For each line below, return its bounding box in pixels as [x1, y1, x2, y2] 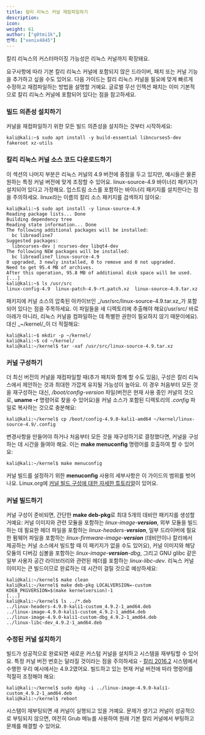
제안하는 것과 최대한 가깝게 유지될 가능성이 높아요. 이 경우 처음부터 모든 [22, 381, 192, 388]
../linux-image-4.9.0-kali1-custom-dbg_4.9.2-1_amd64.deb [6, 615, 157, 621]
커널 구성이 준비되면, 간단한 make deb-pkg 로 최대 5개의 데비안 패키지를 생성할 [6, 511, 195, 519]
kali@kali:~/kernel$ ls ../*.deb [6, 598, 92, 605]
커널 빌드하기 [6, 496, 43, 505]
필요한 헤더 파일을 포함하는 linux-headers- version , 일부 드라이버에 [24, 527, 185, 534]
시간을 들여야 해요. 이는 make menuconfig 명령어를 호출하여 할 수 [24, 441, 183, 448]
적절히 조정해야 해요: [6, 673, 56, 680]
